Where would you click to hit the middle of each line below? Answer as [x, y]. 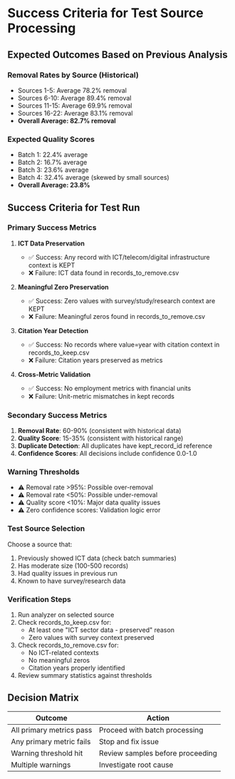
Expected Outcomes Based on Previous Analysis [117, 55]
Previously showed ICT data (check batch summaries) [97, 558]
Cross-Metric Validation [54, 374]
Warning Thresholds [43, 472]
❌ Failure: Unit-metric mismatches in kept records [101, 396]
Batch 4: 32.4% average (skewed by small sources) [93, 178]
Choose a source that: [40, 544]
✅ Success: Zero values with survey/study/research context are [122, 300]
